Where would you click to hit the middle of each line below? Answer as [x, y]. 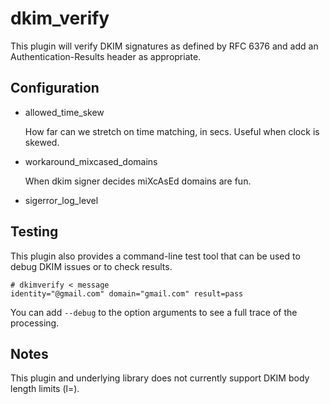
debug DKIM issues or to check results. [91, 266]
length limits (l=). [45, 389]
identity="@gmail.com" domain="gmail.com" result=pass [127, 293]
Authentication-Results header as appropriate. [106, 56]
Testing [34, 232]
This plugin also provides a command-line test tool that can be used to [155, 256]
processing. [35, 323]
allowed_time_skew [64, 112]
